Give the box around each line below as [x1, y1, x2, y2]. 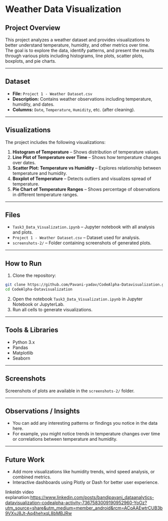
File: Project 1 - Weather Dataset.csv [12, 90, 92, 96]
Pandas [12, 344, 28, 351]
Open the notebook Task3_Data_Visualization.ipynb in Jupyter [12, 296, 143, 302]
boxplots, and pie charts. [5, 58, 56, 64]
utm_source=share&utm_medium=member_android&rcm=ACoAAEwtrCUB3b [5, 505, 163, 511]
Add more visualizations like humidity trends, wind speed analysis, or [12, 469, 155, 475]
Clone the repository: [12, 272, 56, 279]
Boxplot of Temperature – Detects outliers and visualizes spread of [12, 176, 151, 182]
